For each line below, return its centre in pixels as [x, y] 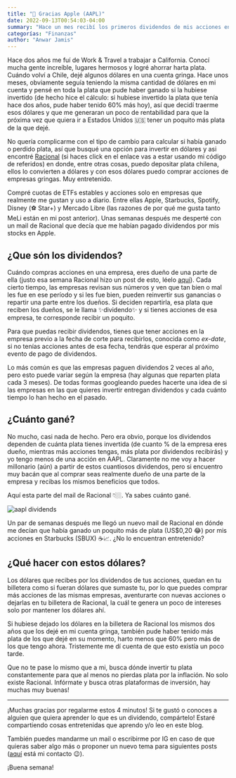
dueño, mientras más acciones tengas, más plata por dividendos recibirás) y [118, 451]
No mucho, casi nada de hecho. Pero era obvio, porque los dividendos [109, 436]
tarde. [16, 653]
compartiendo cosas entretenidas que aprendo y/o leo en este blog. [105, 725]
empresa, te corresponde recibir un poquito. [71, 317]
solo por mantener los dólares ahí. [57, 610]
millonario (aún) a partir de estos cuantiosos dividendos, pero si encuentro [115, 467]
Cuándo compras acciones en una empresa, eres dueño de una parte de [112, 272]
